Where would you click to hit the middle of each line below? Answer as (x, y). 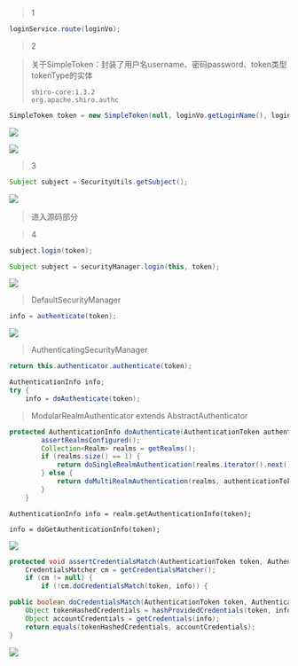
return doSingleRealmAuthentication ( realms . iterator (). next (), (176, 465)
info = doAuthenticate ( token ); (83, 398)
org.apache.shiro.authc (75, 100)
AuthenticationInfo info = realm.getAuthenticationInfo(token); (130, 513)
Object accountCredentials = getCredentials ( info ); (122, 619)
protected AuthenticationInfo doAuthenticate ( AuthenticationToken (134, 432)
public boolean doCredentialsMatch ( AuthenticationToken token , (129, 602)
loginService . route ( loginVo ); (65, 29)
